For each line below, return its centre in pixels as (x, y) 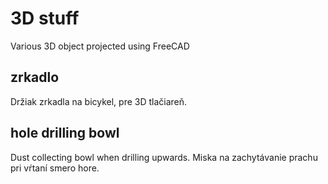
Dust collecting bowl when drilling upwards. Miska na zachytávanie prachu (164, 157)
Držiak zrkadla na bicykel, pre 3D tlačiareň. (99, 101)
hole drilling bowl (65, 133)
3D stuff (45, 18)
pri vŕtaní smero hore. (55, 168)
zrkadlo (35, 77)
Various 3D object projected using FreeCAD (100, 46)
